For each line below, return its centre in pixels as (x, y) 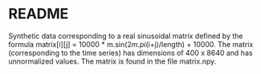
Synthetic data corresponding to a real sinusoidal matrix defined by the (126, 36)
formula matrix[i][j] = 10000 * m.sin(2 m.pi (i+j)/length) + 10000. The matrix (131, 44)
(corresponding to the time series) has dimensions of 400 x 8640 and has (130, 53)
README (39, 14)
